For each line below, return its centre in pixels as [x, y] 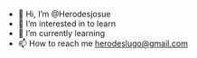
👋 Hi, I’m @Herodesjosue [64, 14]
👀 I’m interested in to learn [66, 24]
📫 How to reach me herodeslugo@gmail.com [103, 43]
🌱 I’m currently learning [61, 33]
